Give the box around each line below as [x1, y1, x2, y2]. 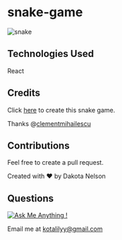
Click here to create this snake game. [7, 106, 116, 114]
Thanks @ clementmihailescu [7, 119, 92, 127]
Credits [7, 87, 41, 99]
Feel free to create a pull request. [7, 158, 104, 167]
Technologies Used [7, 48, 94, 60]
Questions [7, 192, 54, 204]
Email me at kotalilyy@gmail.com [7, 225, 103, 233]
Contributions [7, 139, 70, 151]
